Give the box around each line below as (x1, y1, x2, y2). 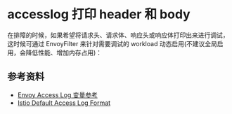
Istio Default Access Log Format (17, 99, 111, 107)
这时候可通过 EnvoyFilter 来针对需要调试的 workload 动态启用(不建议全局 (7, 39, 218, 48)
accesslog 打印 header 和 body (7, 6, 191, 22)
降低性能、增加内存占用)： (25, 48, 103, 57)
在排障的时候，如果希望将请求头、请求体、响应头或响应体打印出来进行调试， (7, 31, 229, 39)
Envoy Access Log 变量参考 (17, 90, 98, 99)
